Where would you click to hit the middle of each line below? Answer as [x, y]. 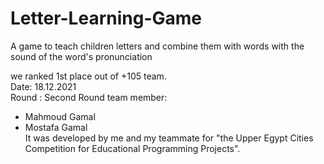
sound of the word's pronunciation [81, 56]
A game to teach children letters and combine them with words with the [157, 46]
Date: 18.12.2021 [43, 86]
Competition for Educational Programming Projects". [132, 148]
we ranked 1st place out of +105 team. [88, 76]
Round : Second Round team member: [89, 97]
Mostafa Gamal [56, 127]
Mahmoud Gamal [60, 116]
